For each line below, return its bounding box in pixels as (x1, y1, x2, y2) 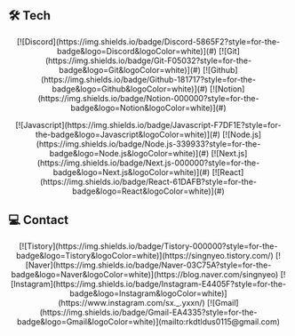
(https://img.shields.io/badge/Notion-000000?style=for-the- (37, 92, 259, 103)
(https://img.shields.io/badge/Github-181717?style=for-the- (40, 74, 257, 84)
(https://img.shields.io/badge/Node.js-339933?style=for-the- (36, 138, 261, 149)
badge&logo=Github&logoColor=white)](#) (52, 84, 208, 94)
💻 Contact (8, 212, 69, 228)
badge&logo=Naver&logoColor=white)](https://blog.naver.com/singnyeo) (11, 268, 279, 279)
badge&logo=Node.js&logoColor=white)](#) (49, 148, 210, 158)
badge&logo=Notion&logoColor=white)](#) (69, 102, 227, 113)
